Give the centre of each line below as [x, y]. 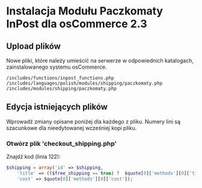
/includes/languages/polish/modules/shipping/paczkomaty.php [84, 83]
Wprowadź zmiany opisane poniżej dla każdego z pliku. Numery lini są [93, 121]
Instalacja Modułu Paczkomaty [85, 11]
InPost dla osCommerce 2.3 [77, 24]
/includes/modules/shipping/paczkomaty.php [62, 89]
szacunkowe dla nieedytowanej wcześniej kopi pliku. [72, 128]
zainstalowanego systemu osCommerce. [57, 67]
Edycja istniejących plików [57, 107]
